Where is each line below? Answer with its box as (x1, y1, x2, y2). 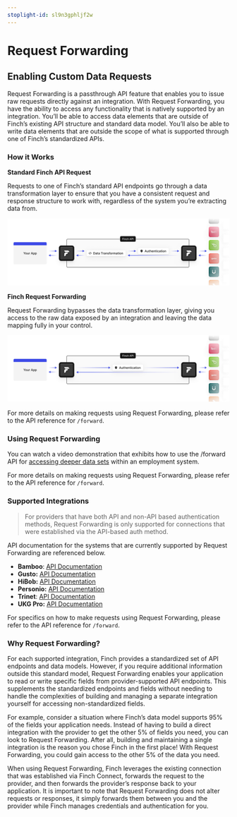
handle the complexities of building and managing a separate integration (7, 692, 218, 700)
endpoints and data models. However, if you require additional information (7, 662, 223, 670)
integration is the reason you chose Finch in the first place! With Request (7, 743, 219, 751)
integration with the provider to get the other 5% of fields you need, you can (7, 728, 229, 737)
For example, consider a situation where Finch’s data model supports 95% (7, 713, 223, 721)
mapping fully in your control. (7, 321, 93, 329)
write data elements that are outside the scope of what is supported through (7, 127, 229, 135)
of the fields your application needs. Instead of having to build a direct (7, 720, 212, 729)
